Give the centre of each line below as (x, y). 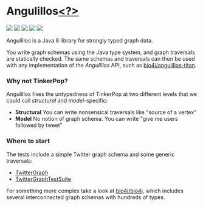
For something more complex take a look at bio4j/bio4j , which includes (95, 191)
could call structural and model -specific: (57, 101)
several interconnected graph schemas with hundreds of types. (86, 197)
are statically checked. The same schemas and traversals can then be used (101, 58)
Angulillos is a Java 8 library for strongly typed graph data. (80, 40)
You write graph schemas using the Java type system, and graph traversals (101, 52)
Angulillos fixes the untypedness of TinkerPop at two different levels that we (102, 94)
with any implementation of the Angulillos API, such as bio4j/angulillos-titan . (101, 65)
